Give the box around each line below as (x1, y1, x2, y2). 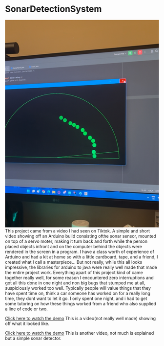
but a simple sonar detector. (5, 335, 62, 341)
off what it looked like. (5, 321, 50, 326)
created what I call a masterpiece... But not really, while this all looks (5, 259, 143, 265)
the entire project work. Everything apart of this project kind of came (5, 270, 143, 276)
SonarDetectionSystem (5, 3, 102, 15)
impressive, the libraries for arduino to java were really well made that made (5, 264, 157, 270)
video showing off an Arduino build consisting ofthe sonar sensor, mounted (5, 233, 156, 239)
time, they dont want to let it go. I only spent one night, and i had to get (5, 296, 147, 301)
